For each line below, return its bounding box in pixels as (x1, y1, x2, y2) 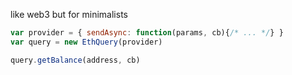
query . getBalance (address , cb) (10, 55, 141, 65)
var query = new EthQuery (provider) (10, 37, 163, 47)
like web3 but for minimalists (10, 9, 128, 20)
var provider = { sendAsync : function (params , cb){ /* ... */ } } (10, 28, 284, 38)
